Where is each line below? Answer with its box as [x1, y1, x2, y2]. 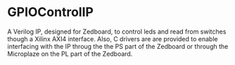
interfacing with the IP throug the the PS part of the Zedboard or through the [7, 42, 229, 50]
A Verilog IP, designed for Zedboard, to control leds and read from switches [7, 27, 227, 36]
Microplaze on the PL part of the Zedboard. [7, 50, 133, 58]
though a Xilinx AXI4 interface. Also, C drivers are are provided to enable [7, 34, 218, 43]
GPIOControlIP [7, 4, 94, 20]
